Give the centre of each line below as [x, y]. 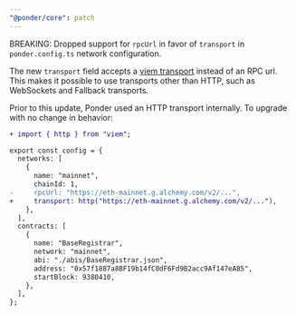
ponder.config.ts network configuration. [86, 53]
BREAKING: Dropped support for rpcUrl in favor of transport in [127, 44]
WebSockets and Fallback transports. [79, 90]
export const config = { [56, 151]
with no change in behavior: [61, 117]
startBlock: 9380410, [74, 277]
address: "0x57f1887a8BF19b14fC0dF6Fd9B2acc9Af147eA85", [143, 269]
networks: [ [40, 159]
